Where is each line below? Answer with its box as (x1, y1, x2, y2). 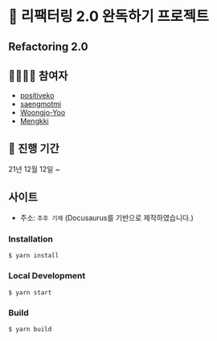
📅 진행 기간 (8, 141, 60, 155)
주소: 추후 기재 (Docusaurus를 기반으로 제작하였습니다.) (19, 213, 194, 223)
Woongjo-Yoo (19, 108, 66, 117)
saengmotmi (19, 99, 62, 109)
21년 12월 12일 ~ (8, 164, 60, 174)
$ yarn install (8, 252, 59, 260)
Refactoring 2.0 (8, 39, 88, 53)
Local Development (8, 270, 86, 282)
